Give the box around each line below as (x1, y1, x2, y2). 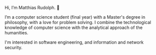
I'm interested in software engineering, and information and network (4, 39, 144, 45)
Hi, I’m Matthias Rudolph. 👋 (4, 5, 60, 10)
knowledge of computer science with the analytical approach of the (4, 25, 143, 30)
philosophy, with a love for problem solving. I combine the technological (4, 20, 152, 25)
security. (4, 45, 23, 50)
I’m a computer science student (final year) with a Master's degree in (4, 14, 146, 20)
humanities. (4, 30, 28, 35)
